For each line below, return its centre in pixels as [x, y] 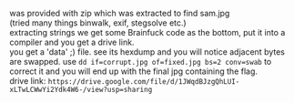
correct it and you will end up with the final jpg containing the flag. [133, 71]
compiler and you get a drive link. [72, 42]
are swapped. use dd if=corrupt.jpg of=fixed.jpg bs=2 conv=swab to [141, 62]
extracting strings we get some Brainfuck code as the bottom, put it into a [147, 32]
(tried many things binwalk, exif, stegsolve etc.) [98, 23]
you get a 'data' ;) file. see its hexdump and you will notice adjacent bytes [147, 52]
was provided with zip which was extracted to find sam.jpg [120, 13]
